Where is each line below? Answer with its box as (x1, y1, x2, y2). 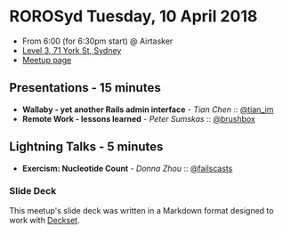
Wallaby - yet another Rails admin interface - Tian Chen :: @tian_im (21, 104, 274, 115)
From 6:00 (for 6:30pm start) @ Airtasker (21, 36, 174, 46)
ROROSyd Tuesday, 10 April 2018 (9, 6, 258, 27)
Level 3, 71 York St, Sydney (21, 44, 122, 55)
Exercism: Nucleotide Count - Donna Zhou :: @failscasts (21, 163, 233, 173)
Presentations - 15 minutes (9, 80, 162, 95)
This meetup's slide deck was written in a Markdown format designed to (9, 205, 274, 215)
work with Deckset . (9, 214, 80, 225)
